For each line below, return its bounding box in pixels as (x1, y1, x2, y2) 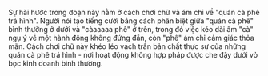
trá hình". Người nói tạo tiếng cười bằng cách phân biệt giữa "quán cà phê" (8, 16, 254, 26)
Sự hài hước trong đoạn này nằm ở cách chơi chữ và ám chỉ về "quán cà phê (8, 8, 260, 17)
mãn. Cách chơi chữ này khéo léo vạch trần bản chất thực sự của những (8, 42, 246, 51)
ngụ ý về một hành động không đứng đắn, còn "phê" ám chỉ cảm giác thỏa (8, 33, 254, 42)
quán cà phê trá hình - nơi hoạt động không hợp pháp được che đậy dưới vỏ (8, 50, 258, 59)
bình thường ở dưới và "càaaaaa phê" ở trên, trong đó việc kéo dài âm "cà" (8, 25, 254, 34)
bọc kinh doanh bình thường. (8, 58, 103, 68)
